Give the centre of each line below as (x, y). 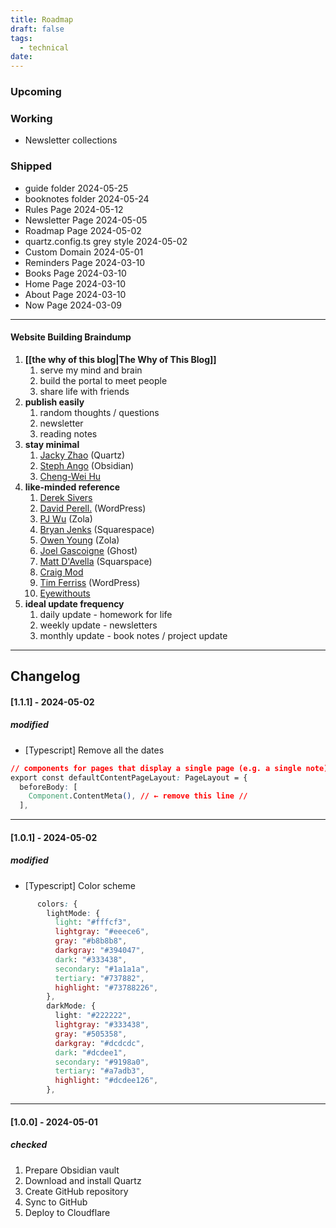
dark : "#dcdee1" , (91, 1052)
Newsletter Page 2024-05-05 (86, 220)
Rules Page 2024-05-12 (74, 209)
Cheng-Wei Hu (70, 476)
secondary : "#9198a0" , (102, 1062)
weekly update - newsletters (98, 625)
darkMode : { (71, 1006)
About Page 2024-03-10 (75, 294)
